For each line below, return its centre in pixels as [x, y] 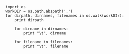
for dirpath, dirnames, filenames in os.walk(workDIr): [65, 16]
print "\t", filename [46, 46]
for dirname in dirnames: [41, 29]
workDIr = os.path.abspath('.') [39, 11]
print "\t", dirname [45, 33]
